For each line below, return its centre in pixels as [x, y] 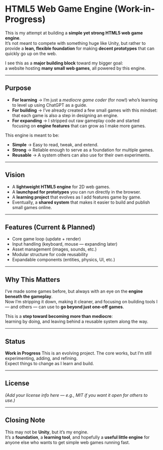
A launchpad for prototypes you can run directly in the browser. [76, 192]
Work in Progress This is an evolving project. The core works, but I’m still [78, 353]
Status [15, 342]
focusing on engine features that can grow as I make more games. [79, 126]
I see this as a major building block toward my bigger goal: [64, 63]
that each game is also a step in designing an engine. [65, 115]
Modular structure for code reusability [50, 254]
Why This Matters [33, 280]
